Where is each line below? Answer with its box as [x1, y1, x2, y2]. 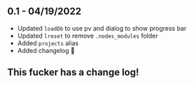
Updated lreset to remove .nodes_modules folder [17, 31, 159, 40]
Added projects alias [17, 38, 79, 47]
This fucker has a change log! [7, 66, 139, 79]
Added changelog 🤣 [17, 46, 75, 54]
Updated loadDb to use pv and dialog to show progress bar [17, 24, 187, 32]
